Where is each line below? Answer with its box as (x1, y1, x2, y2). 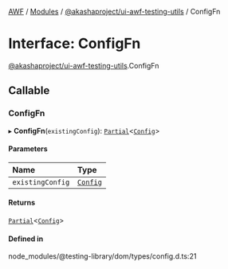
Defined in (8, 234, 44, 244)
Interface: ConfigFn (8, 35, 141, 53)
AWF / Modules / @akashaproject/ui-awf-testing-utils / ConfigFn (8, 7, 221, 16)
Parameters (8, 144, 48, 154)
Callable (8, 84, 50, 98)
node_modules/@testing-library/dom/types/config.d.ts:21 (8, 251, 197, 261)
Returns (8, 198, 36, 208)
